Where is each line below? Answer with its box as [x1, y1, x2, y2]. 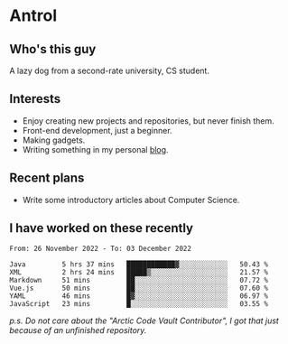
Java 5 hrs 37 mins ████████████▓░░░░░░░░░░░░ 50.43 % [9, 260, 269, 269]
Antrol [9, 5, 58, 26]
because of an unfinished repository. [9, 325, 147, 336]
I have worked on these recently [9, 220, 194, 236]
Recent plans [9, 171, 85, 186]
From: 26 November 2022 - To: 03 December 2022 [9, 245, 192, 254]
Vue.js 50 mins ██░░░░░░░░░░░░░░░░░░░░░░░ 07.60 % [9, 284, 269, 293]
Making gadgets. [22, 135, 86, 145]
